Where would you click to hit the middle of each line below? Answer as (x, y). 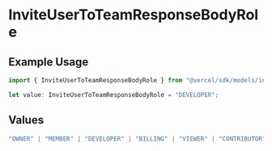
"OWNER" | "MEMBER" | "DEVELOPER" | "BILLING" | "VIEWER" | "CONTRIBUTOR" (137, 139)
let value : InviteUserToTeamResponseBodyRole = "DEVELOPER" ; (114, 94)
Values (26, 120)
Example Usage (49, 62)
